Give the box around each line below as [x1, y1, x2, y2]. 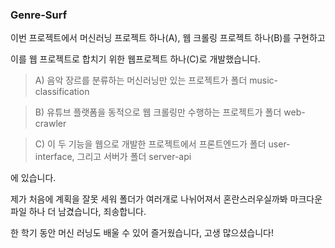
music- [249, 74, 279, 87]
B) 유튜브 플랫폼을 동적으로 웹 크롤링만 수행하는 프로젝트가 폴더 [34, 106, 282, 118]
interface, [34, 151, 75, 163]
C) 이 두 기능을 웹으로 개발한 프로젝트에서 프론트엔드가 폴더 [34, 138, 267, 150]
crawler [34, 118, 67, 130]
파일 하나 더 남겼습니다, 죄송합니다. [10, 206, 147, 218]
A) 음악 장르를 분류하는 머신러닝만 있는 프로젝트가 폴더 [34, 74, 248, 87]
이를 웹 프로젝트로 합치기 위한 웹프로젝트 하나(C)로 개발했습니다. [10, 53, 261, 65]
